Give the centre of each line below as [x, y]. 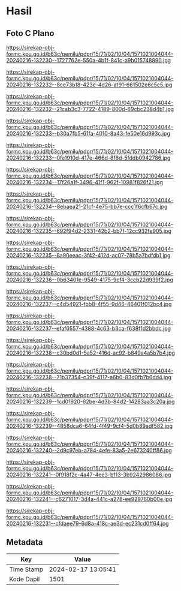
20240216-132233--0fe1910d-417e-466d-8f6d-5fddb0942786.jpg [88, 158]
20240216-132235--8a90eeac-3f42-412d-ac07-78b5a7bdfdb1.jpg [88, 255]
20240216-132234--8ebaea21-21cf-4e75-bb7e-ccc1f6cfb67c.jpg [87, 206]
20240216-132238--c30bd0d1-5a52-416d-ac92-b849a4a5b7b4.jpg [91, 353]
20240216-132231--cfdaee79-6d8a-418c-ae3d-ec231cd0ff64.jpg [88, 523]
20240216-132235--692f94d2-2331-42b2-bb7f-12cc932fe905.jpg [89, 231]
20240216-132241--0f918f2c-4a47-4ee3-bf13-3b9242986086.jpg [89, 475]
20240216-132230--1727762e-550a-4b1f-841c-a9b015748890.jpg [89, 60]
